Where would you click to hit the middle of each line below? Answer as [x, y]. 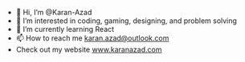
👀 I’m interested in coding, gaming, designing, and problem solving [126, 21]
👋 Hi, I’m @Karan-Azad [54, 12]
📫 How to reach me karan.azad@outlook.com [92, 38]
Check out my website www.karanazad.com [89, 49]
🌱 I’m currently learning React [65, 29]
